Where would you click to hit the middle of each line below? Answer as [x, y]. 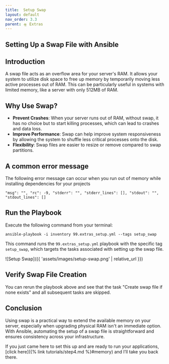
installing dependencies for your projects [48, 184]
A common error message [47, 166]
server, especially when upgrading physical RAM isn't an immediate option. [83, 326]
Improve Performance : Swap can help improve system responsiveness [87, 134]
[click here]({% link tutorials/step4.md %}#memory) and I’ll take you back [82, 351]
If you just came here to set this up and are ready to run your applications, [82, 346]
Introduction [25, 62]
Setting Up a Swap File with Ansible [62, 44]
